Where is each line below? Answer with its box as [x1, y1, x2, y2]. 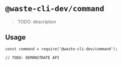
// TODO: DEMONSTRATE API [5, 55, 59, 60]
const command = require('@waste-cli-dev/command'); [5, 46, 118, 51]
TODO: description [17, 18, 57, 24]
